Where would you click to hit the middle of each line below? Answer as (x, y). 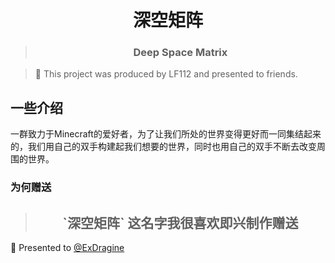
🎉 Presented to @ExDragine (67, 248)
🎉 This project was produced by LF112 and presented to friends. (166, 74)
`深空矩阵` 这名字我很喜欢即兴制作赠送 (180, 222)
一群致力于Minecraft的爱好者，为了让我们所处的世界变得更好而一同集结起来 (166, 134)
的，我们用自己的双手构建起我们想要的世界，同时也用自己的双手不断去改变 (163, 147)
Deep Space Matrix (180, 53)
